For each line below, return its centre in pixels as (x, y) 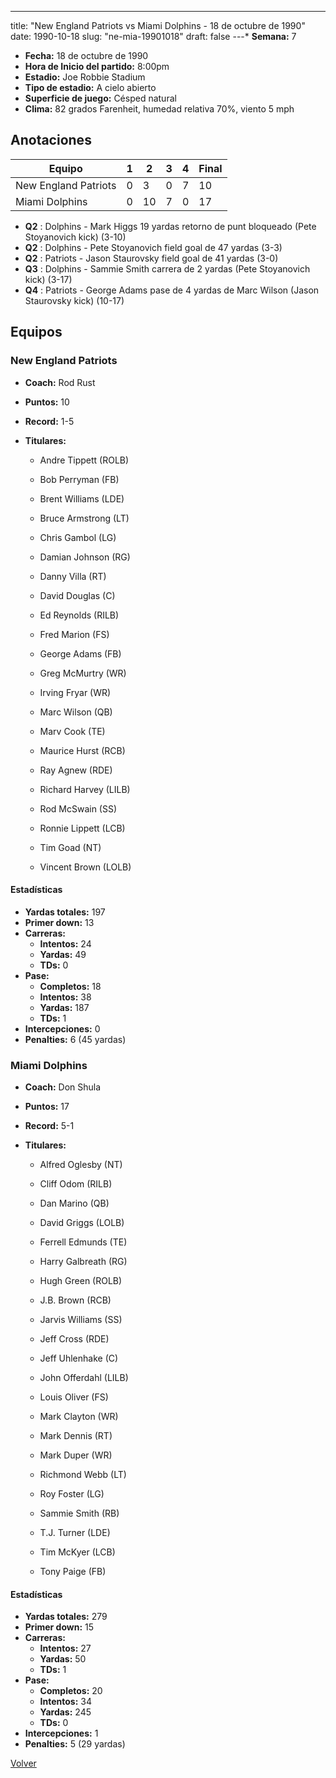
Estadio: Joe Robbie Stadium (85, 77)
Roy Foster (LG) (72, 1494)
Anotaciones (51, 140)
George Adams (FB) (80, 653)
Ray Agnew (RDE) (76, 770)
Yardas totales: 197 (65, 912)
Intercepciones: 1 (61, 1733)
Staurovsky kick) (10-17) (74, 300)
